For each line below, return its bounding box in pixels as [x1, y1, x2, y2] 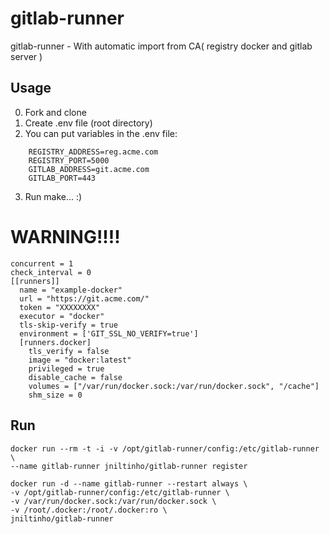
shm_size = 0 [28, 390, 83, 400]
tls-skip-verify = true [19, 320, 118, 330]
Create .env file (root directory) [24, 117, 153, 129]
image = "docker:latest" [28, 355, 132, 365]
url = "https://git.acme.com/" [19, 293, 150, 304]
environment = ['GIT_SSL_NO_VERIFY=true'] [19, 328, 199, 339]
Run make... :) [24, 190, 83, 202]
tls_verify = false [28, 346, 110, 356]
